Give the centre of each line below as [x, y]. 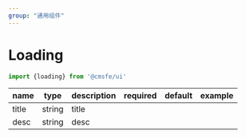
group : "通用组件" [37, 16]
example [217, 96]
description [94, 96]
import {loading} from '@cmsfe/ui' [67, 77]
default [179, 96]
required [140, 96]
